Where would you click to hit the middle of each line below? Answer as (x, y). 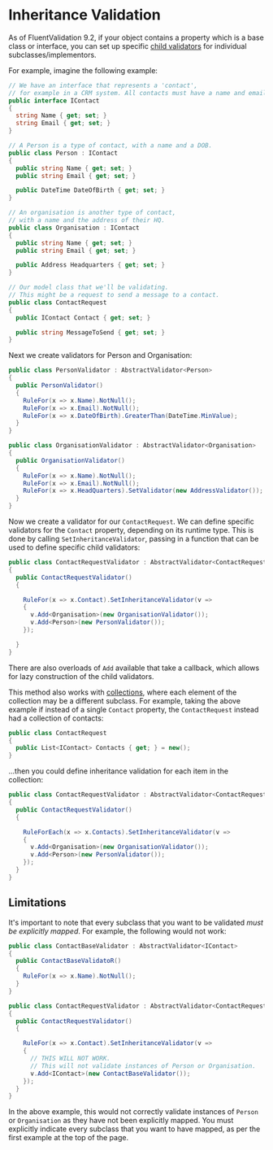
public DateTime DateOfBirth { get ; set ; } (90, 190)
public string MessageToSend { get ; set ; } (90, 332)
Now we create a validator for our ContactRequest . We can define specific (131, 521)
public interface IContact (54, 100)
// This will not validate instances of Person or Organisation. (143, 1066)
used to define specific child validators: (74, 547)
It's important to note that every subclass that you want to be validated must (136, 922)
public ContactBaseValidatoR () (69, 961)
